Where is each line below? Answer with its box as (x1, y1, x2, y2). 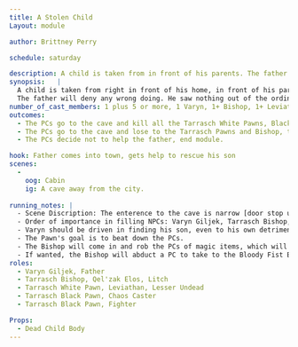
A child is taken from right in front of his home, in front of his (17, 86, 276, 95)
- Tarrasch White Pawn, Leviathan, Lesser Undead (17, 283, 204, 293)
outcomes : (9, 110, 46, 120)
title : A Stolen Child (9, 12, 93, 22)
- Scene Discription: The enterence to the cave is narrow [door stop (17, 209, 284, 218)
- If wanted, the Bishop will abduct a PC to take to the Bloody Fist (17, 250, 284, 259)
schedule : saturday (9, 53, 82, 62)
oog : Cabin (25, 176, 66, 185)
